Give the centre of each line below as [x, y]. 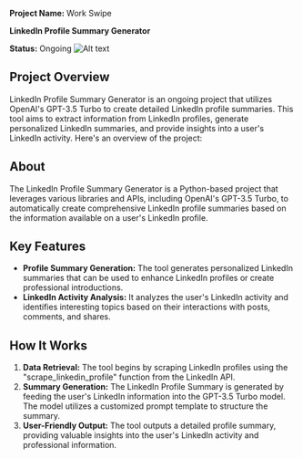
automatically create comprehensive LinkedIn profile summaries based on [148, 208]
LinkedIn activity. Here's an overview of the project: [106, 138]
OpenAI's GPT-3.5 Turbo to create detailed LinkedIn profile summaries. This [151, 109]
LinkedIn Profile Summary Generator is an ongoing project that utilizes [141, 99]
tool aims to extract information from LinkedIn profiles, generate [129, 119]
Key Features [48, 247]
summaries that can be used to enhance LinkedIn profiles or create [148, 278]
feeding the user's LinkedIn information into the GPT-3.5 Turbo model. [154, 397]
